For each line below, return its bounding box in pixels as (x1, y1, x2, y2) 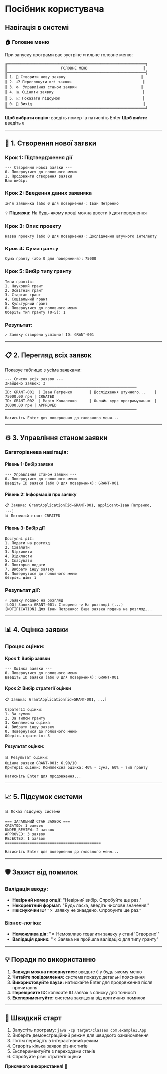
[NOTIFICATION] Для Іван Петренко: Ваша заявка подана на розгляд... (5, 607, 153, 612)
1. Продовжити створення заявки (5, 174, 72, 179)
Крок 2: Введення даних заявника (5, 190, 92, 197)
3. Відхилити (5, 549, 32, 554)
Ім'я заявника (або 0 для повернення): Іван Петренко (5, 201, 119, 206)
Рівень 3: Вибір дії (5, 525, 45, 531)
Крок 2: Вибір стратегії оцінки (5, 685, 71, 691)
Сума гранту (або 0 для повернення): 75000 (5, 256, 97, 261)
